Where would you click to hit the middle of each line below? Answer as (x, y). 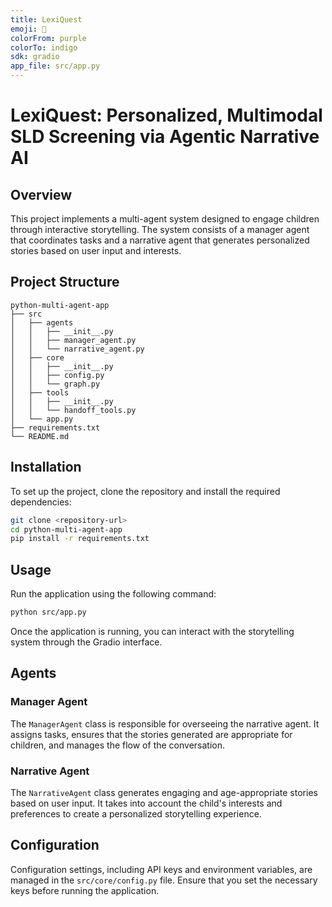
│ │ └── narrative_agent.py (77, 349)
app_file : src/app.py (55, 66)
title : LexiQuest (46, 19)
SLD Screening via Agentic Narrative (165, 137)
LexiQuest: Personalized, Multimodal (166, 115)
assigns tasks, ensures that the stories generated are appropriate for (151, 734)
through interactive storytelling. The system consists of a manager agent (160, 229)
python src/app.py (48, 612)
